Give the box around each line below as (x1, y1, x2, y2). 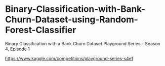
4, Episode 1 (5, 46, 30, 52)
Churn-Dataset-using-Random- (5, 14, 138, 25)
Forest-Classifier (5, 25, 77, 35)
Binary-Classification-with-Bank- (5, 3, 146, 15)
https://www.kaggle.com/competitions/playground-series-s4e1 (5, 55, 133, 61)
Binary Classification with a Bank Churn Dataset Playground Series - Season (5, 40, 161, 46)
